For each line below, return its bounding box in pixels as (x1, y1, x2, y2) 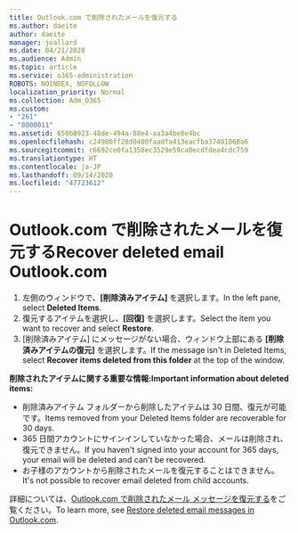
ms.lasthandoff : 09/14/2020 (9, 170, 114, 179)
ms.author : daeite (9, 21, 77, 30)
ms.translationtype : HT (9, 153, 98, 163)
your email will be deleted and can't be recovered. (21, 455, 206, 465)
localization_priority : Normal (9, 87, 125, 96)
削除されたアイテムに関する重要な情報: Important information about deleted (9, 373, 289, 384)
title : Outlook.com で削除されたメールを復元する (9, 12, 178, 22)
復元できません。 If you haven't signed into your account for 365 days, (21, 445, 279, 455)
